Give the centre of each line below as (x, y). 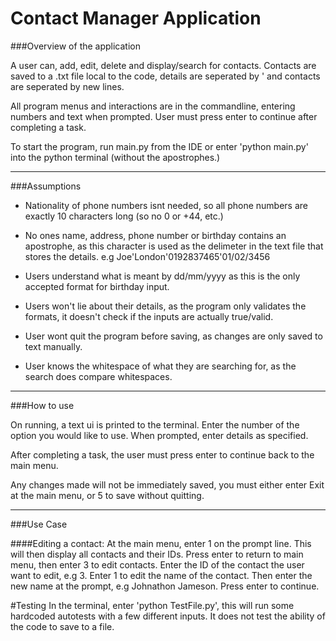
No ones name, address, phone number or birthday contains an (155, 235)
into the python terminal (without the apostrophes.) (115, 157)
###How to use (42, 405)
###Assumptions (46, 186)
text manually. (53, 346)
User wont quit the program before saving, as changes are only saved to (173, 336)
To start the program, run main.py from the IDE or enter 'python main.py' (159, 146)
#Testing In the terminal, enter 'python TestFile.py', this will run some (152, 605)
